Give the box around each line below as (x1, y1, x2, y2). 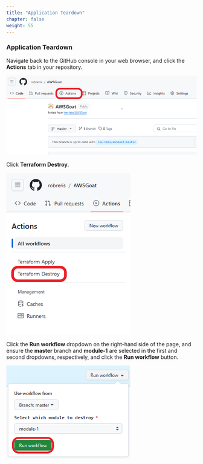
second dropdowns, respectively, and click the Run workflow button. (6, 353, 179, 361)
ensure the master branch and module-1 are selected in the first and (6, 347, 178, 354)
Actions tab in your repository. (6, 63, 83, 71)
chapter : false (6, 16, 45, 22)
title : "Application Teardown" (6, 10, 85, 16)
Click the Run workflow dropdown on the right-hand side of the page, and (6, 340, 192, 347)
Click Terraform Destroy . (6, 161, 69, 168)
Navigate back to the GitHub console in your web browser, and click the (6, 57, 185, 64)
